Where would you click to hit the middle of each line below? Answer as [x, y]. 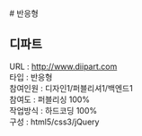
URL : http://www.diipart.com [63, 66]
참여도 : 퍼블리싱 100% [50, 99]
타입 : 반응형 [31, 77]
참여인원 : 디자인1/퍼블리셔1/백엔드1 [71, 88]
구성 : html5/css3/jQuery [54, 122]
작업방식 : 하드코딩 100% [53, 110]
